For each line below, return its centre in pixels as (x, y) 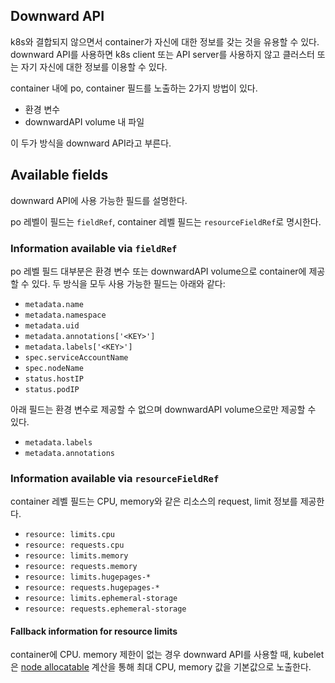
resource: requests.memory (81, 567)
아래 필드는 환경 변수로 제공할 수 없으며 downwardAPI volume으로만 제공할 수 (163, 409)
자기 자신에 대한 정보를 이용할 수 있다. (94, 66)
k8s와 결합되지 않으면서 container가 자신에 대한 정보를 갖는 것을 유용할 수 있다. (165, 41)
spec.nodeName (54, 368)
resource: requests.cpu (74, 545)
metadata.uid (52, 325)
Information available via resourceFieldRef (115, 478)
